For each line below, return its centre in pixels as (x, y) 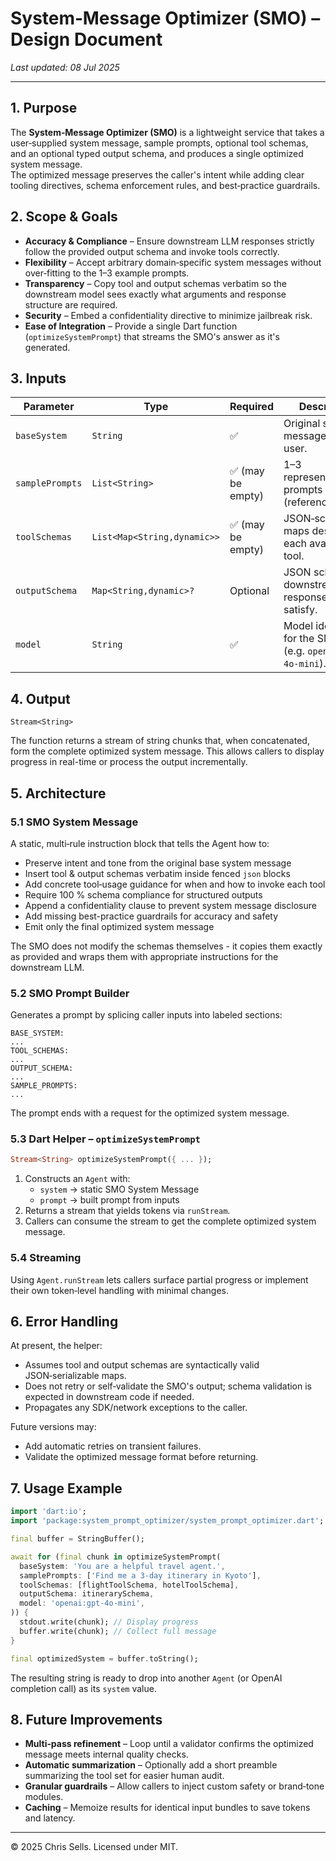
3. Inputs (38, 378)
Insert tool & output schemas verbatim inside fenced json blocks (157, 873)
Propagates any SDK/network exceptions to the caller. (136, 1408)
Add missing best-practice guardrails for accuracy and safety (151, 916)
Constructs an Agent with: (77, 1179)
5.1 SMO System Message (74, 822)
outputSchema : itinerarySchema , (87, 1594)
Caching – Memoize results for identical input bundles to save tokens (167, 1808)
